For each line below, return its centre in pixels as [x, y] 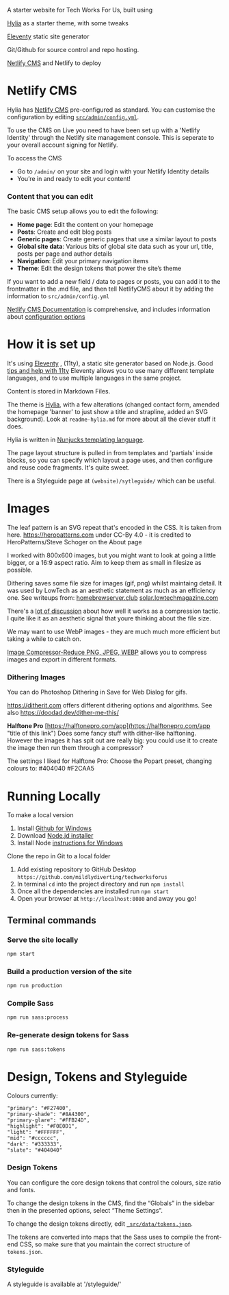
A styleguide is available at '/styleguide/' [64, 1284]
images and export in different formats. [62, 659]
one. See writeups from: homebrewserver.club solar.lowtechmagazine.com [113, 598]
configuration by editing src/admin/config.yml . [73, 117]
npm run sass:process [38, 1017]
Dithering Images [37, 677]
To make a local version [40, 815]
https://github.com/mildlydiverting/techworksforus [92, 878]
